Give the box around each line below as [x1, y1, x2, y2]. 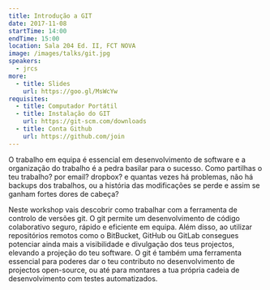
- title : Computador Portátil [15, 102, 118, 110]
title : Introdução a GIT [8, 11, 92, 20]
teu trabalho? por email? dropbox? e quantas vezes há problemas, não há [8, 172, 254, 181]
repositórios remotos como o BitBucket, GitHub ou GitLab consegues [8, 230, 239, 240]
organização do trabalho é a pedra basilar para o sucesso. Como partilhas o [8, 163, 263, 173]
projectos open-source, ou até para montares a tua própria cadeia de [8, 265, 240, 275]
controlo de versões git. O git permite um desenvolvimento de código [8, 213, 241, 223]
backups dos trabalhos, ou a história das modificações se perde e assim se [8, 180, 260, 190]
